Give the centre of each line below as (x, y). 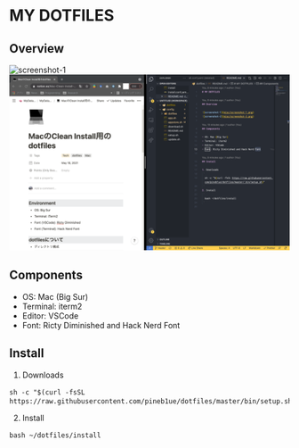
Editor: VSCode (50, 315)
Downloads (43, 375)
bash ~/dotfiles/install (55, 435)
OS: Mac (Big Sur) (55, 296)
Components (46, 275)
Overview (37, 49)
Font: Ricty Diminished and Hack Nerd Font (101, 325)
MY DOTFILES (62, 16)
